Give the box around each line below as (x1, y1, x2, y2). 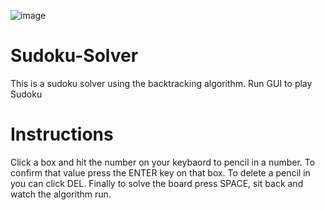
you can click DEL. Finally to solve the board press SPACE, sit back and (10, 177, 304, 189)
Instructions (10, 123, 114, 146)
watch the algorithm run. (10, 188, 112, 200)
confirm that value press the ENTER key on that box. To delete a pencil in (10, 166, 311, 179)
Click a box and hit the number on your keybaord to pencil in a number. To (10, 156, 316, 168)
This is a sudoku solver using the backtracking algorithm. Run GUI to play (10, 77, 313, 89)
